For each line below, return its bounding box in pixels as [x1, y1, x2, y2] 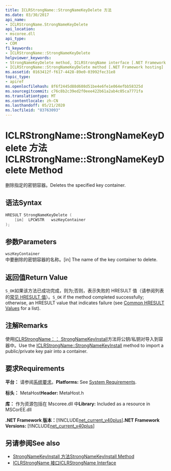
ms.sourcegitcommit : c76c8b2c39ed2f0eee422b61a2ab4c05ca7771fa [5, 88, 143, 94]
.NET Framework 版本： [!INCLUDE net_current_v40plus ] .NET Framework [5, 417, 160, 423]
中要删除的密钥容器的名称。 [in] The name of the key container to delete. [5, 257, 158, 263]
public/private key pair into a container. [5, 348, 88, 354]
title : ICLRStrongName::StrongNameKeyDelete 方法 [5, 7, 112, 13]
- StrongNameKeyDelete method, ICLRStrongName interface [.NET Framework [5, 60, 166, 65]
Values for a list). [5, 305, 41, 311]
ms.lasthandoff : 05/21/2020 [5, 103, 66, 108]
